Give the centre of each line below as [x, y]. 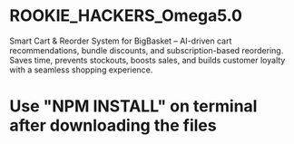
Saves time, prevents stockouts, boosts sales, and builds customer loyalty [147, 60]
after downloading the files [113, 125]
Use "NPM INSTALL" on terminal [133, 106]
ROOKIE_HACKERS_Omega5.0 [126, 16]
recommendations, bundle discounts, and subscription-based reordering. [147, 50]
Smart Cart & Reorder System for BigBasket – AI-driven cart [121, 41]
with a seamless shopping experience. [81, 70]
